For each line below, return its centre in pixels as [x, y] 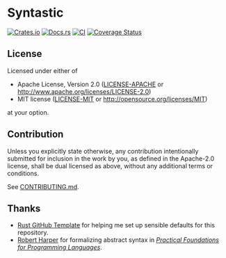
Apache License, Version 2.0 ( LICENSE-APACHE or [90, 84]
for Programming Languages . [59, 248]
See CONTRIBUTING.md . [43, 186]
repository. [33, 233]
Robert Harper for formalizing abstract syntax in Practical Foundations [118, 240]
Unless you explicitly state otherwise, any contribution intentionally [103, 151]
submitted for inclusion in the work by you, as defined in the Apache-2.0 [111, 159]
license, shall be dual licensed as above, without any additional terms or [110, 166]
